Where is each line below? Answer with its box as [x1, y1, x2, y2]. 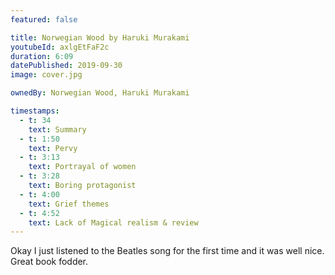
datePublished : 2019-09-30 [10, 61, 123, 71]
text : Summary [28, 124, 87, 135]
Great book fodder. [10, 256, 89, 268]
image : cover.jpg [10, 70, 83, 80]
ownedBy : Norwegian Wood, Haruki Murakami [10, 88, 190, 98]
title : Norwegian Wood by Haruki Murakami [10, 32, 190, 43]
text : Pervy [28, 143, 78, 153]
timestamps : [10, 106, 60, 116]
